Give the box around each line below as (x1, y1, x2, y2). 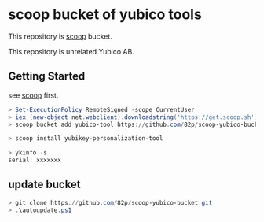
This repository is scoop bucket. (8, 31, 112, 41)
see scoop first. (8, 91, 59, 100)
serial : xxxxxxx (8, 156, 61, 165)
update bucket (8, 178, 81, 191)
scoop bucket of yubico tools (8, 6, 202, 24)
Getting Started (8, 69, 86, 83)
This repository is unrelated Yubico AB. (8, 46, 135, 56)
